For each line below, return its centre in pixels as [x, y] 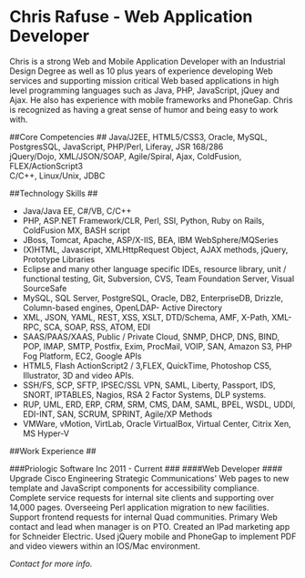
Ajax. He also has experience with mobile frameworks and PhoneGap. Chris [151, 100]
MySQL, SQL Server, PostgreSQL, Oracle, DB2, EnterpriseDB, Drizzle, [153, 298]
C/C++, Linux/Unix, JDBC [57, 176]
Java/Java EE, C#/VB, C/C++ [77, 210]
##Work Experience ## [53, 451]
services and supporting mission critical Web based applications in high [144, 80]
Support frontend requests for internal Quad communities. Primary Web [143, 517]
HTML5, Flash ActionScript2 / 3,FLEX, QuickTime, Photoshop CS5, [147, 365]
